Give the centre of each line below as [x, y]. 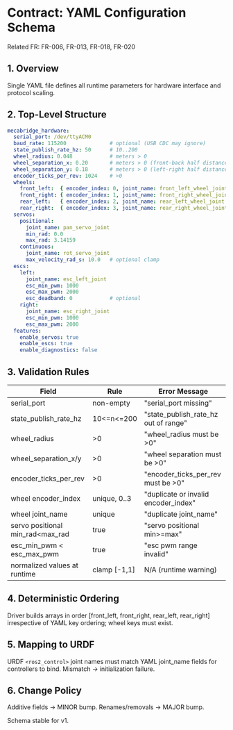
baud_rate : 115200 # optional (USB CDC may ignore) [110, 144]
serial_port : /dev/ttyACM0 [52, 137]
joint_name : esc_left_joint [66, 279]
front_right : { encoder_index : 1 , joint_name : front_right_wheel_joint [125, 195]
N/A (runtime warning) [180, 570]
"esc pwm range [171, 545]
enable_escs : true [46, 344]
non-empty [111, 403]
